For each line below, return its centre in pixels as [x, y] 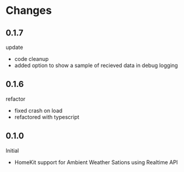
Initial [12, 150]
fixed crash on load [38, 110]
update [14, 47]
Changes [29, 11]
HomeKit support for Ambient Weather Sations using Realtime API [96, 162]
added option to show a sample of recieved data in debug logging [96, 65]
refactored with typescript [47, 117]
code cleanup [31, 59]
